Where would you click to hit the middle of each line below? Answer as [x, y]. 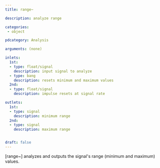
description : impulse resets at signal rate [59, 94]
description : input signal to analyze [53, 71]
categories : [17, 27]
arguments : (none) [24, 49]
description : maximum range [42, 130]
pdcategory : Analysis [27, 40]
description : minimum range [42, 116]
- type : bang [23, 76]
